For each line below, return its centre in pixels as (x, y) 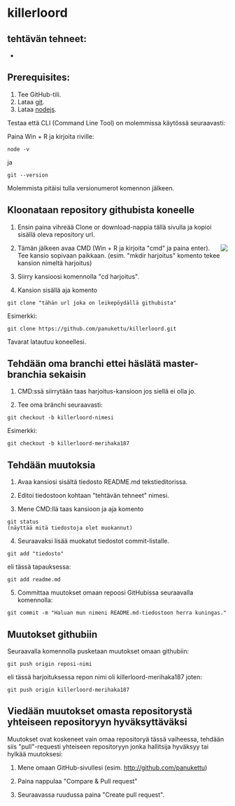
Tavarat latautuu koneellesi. (47, 342)
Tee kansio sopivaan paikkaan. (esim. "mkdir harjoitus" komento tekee (119, 255)
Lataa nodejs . (37, 109)
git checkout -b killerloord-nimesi (60, 418)
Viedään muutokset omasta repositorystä (100, 711)
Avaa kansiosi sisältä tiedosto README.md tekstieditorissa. (102, 482)
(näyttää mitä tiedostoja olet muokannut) (70, 528)
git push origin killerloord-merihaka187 (69, 690)
